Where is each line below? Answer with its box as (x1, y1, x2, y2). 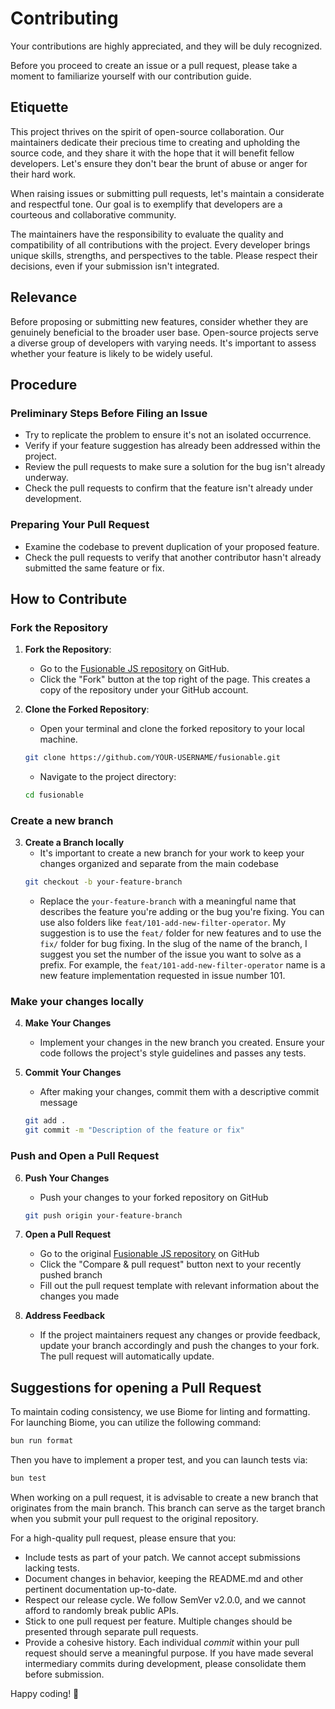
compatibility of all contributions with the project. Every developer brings (10, 238, 311, 251)
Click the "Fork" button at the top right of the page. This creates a (39, 673, 311, 686)
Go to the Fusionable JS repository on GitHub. (39, 663, 230, 675)
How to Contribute (10, 590, 128, 607)
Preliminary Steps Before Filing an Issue (10, 406, 208, 420)
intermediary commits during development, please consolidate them (24, 1657, 307, 1669)
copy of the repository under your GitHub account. (39, 684, 249, 696)
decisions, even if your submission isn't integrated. (10, 260, 220, 272)
